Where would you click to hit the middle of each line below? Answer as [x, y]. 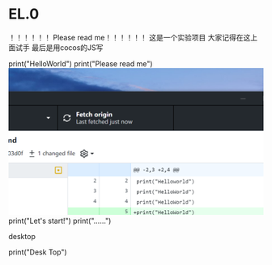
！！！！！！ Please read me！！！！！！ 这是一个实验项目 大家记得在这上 [133, 37]
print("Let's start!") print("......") [60, 221]
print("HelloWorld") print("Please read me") [81, 63]
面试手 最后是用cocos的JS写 [56, 47]
